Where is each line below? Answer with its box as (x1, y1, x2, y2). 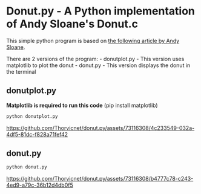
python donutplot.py (6, 113, 59, 119)
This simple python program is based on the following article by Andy (6, 37, 180, 44)
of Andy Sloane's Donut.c (6, 17, 138, 31)
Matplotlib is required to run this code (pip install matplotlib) (6, 102, 159, 109)
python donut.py (6, 164, 47, 170)
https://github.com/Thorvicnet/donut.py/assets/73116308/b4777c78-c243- (6, 175, 194, 183)
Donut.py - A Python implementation (6, 4, 196, 18)
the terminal (6, 68, 36, 75)
